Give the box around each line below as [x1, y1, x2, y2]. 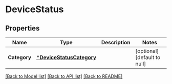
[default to [135, 54, 161, 61]
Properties [5, 24, 40, 33]
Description [101, 39, 131, 46]
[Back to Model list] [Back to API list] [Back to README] [5, 73, 123, 79]
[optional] [135, 47, 159, 54]
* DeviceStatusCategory [36, 54, 96, 61]
